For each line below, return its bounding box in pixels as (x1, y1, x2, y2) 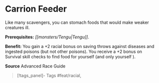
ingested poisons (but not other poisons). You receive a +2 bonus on (5, 49, 142, 54)
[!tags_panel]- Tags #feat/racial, (16, 72, 81, 78)
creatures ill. (5, 24, 30, 30)
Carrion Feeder (5, 3, 67, 15)
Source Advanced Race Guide (5, 63, 65, 69)
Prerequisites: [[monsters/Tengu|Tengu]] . (5, 34, 90, 40)
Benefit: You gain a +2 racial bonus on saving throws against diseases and (5, 43, 155, 49)
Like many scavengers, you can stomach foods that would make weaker (5, 19, 149, 25)
